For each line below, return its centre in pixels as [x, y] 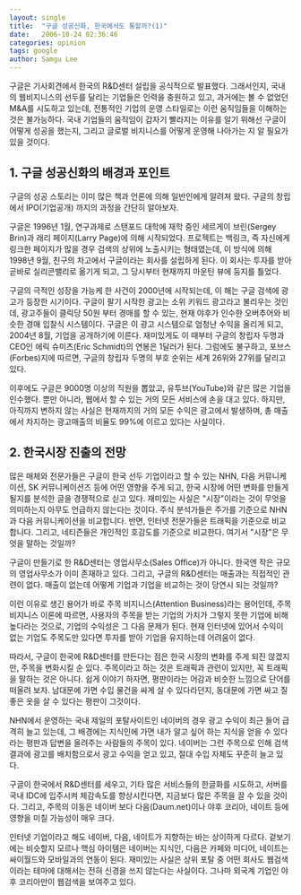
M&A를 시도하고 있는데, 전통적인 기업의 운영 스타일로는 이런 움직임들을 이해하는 [148, 108]
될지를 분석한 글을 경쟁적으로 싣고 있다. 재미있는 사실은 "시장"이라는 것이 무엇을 [148, 498]
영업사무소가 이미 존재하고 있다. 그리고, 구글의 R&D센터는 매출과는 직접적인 [149, 573]
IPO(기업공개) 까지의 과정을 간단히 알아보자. [102, 207]
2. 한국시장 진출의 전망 [68, 452]
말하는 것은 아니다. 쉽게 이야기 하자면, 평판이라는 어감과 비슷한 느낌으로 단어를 [155, 679]
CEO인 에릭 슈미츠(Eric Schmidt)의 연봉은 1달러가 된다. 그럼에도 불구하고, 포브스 [150, 346]
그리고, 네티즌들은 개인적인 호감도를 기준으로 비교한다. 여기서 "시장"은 [157, 532]
